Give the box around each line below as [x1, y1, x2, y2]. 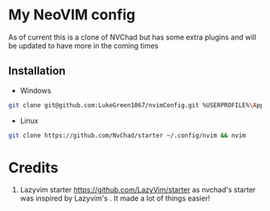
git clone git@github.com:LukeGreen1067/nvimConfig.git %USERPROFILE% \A [8, 101, 257, 110]
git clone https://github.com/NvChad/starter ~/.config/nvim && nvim [8, 131, 247, 139]
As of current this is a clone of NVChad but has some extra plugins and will [8, 32, 257, 42]
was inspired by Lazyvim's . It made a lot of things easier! [19, 193, 211, 203]
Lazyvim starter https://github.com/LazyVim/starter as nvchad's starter [19, 185, 256, 195]
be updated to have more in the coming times [8, 40, 159, 50]
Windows [19, 85, 51, 95]
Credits [8, 159, 59, 176]
